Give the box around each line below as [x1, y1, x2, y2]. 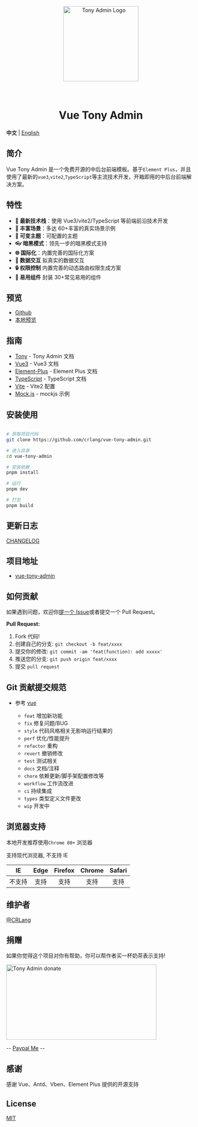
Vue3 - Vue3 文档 [14, 360, 59, 368]
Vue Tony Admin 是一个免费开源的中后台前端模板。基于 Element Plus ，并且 [6, 165, 191, 173]
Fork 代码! [14, 633, 40, 640]
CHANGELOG [6, 537, 40, 544]
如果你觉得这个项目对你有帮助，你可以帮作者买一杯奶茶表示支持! [6, 952, 166, 959]
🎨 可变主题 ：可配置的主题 [14, 232, 78, 239]
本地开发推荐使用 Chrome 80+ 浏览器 [6, 839, 93, 846]
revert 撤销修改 [23, 750, 63, 757]
